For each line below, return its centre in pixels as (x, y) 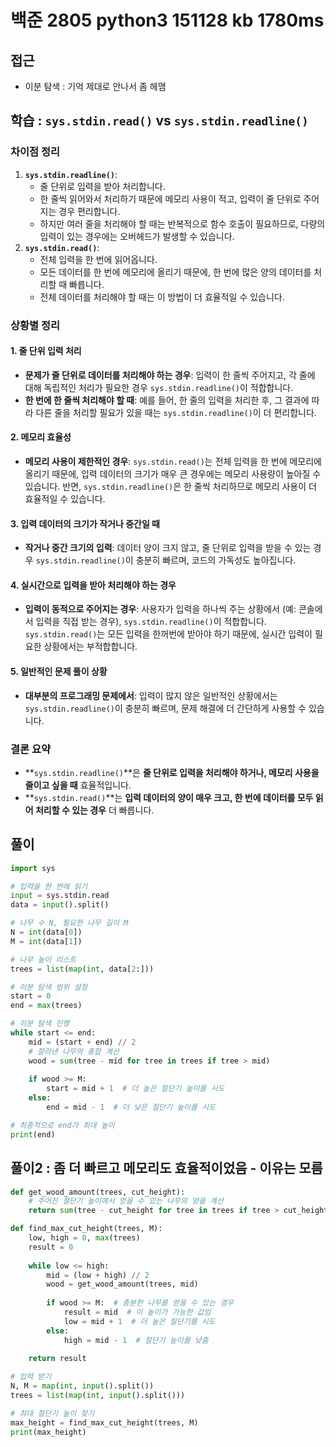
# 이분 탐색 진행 (40, 1024)
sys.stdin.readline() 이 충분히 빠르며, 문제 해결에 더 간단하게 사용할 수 (165, 708)
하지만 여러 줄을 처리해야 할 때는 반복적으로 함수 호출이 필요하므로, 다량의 (182, 223)
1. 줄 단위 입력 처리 (46, 351)
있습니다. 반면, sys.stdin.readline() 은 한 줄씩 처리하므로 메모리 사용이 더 (170, 487)
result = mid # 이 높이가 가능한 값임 (137, 1312)
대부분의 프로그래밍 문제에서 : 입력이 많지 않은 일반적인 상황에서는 (151, 695)
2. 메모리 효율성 (41, 437)
